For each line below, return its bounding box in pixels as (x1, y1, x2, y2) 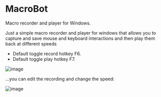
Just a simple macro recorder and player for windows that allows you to (5, 30, 156, 36)
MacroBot (5, 3, 48, 15)
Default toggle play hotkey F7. (12, 56, 76, 62)
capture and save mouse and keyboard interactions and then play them (5, 35, 155, 41)
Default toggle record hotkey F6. (12, 51, 81, 57)
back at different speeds (5, 40, 57, 46)
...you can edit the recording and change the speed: (5, 76, 115, 82)
